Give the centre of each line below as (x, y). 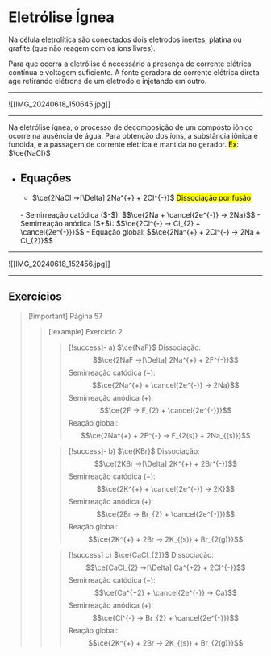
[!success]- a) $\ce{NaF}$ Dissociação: (135, 347)
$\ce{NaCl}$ (29, 152)
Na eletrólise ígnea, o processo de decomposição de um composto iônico (131, 127)
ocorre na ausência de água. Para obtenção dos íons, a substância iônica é (133, 135)
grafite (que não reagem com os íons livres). (82, 48)
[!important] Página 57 (65, 316)
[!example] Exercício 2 (85, 331)
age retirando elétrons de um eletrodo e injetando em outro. (108, 81)
